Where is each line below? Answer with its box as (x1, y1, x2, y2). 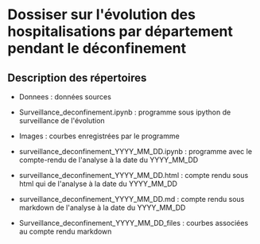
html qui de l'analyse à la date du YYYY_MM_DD (18, 179, 178, 188)
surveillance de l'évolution (18, 116, 105, 125)
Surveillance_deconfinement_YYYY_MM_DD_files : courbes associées (18, 219, 249, 227)
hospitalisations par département (7, 22, 234, 41)
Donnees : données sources (18, 92, 112, 101)
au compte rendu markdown (18, 227, 112, 236)
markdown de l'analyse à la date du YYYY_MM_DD (18, 203, 186, 212)
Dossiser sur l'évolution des (7, 6, 196, 24)
